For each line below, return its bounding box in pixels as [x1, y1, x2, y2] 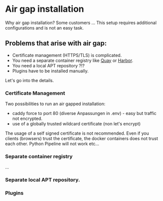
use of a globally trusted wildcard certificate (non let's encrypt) [12, 121, 141, 127]
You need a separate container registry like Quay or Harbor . [12, 57, 133, 63]
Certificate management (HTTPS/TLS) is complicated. [12, 52, 122, 58]
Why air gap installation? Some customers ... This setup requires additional [5, 20, 157, 26]
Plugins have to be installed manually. [12, 68, 89, 74]
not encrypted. [12, 115, 43, 121]
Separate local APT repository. [5, 176, 80, 183]
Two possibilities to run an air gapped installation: [5, 101, 106, 107]
